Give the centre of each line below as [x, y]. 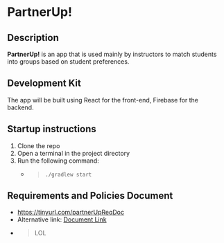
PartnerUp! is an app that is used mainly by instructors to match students [112, 54]
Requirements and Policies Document [90, 196]
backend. [20, 107]
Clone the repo [38, 145]
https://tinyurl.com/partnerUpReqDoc [71, 213]
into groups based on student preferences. [68, 62]
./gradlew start [68, 174]
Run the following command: [58, 161]
